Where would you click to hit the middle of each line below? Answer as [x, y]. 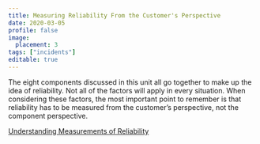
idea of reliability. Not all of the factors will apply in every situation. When [127, 90]
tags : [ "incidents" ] [42, 52]
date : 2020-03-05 [37, 23]
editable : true [33, 60]
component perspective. [48, 116]
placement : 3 [37, 45]
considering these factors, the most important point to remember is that [125, 99]
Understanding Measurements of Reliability [79, 131]
